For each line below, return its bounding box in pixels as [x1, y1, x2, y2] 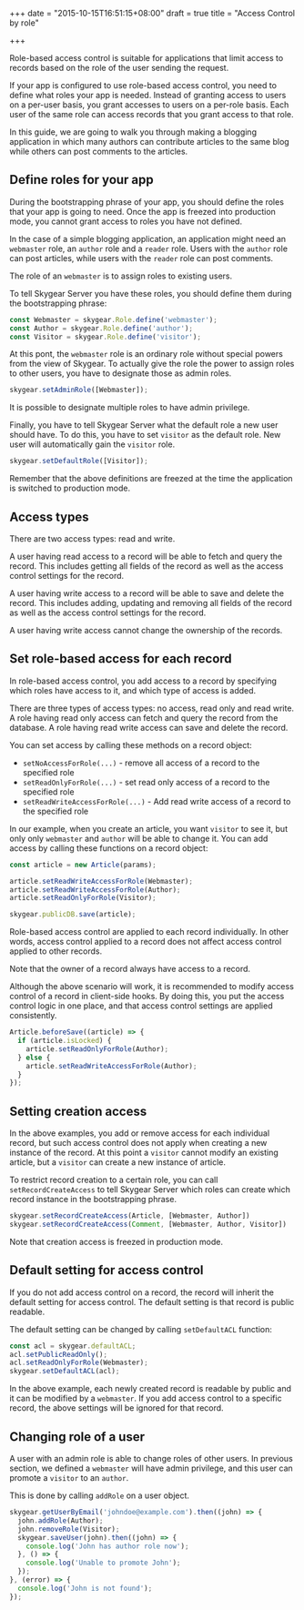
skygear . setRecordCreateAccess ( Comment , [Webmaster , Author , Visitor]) [9, 1220, 287, 1229]
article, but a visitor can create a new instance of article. [9, 1157, 226, 1168]
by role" [9, 17, 39, 28]
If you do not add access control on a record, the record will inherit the [9, 1287, 275, 1298]
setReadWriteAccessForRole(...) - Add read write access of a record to [22, 795, 291, 806]
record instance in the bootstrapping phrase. [9, 1194, 177, 1205]
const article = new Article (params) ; [9, 860, 157, 869]
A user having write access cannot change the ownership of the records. [9, 625, 283, 635]
